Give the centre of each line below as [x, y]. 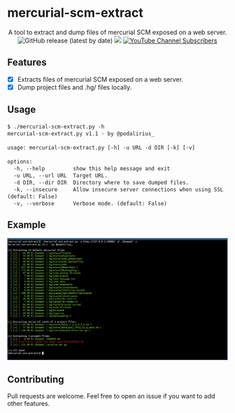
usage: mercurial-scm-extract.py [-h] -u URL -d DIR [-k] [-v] [101, 147]
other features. [29, 404]
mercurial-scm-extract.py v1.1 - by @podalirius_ [81, 133]
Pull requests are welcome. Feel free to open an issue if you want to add [111, 396]
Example [27, 225]
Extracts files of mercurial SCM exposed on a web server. [100, 79]
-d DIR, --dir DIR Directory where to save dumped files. [101, 182]
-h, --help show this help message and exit [92, 168]
